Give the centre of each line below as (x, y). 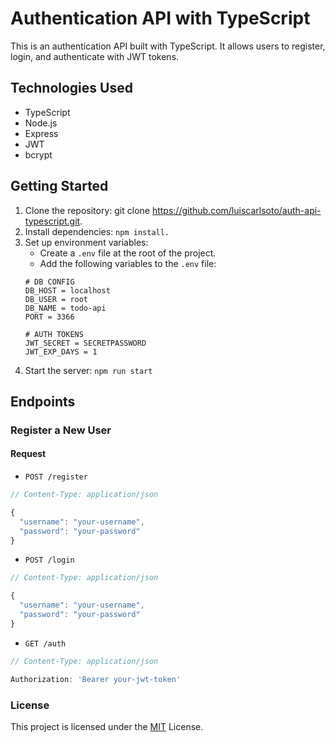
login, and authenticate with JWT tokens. (95, 56)
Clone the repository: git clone (87, 210)
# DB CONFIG (49, 282)
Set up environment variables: (86, 242)
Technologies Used (71, 88)
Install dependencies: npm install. (97, 231)
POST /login (49, 560)
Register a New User (61, 430)
